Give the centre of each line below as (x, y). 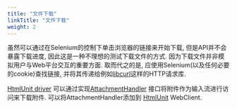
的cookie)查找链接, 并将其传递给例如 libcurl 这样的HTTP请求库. (97, 74)
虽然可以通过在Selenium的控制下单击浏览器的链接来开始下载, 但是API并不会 (117, 48)
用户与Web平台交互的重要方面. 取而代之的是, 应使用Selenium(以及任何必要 (121, 65)
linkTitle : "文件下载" (38, 20)
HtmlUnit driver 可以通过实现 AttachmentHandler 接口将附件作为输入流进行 (115, 89)
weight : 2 (22, 27)
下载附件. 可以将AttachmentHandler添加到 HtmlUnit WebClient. (111, 97)
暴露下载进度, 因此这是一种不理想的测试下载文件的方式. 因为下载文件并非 (113, 56)
